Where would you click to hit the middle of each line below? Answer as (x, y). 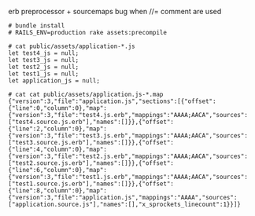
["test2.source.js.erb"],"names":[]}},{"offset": (91, 163)
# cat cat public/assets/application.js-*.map (86, 94)
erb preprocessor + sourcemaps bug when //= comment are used (115, 11)
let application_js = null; (54, 81)
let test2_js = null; (44, 67)
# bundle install (37, 26)
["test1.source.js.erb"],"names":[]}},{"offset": (91, 184)
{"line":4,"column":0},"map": (58, 149)
